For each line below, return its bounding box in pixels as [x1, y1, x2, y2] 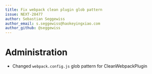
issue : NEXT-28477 [5, 12, 43, 17]
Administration [5, 47, 68, 58]
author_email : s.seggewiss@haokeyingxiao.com [5, 21, 100, 26]
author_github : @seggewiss [5, 26, 61, 31]
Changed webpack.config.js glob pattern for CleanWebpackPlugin [12, 63, 148, 69]
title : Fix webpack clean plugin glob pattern [5, 7, 103, 12]
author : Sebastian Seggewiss [5, 16, 65, 21]
